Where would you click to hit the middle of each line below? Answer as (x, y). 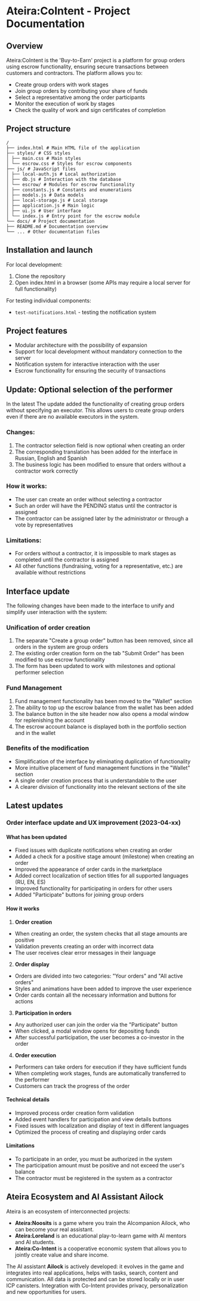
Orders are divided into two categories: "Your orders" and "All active (99, 976)
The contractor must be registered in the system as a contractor (94, 1178)
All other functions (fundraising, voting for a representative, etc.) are (99, 566)
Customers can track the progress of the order (72, 1086)
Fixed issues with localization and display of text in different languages (102, 1125)
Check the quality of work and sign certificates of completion (90, 110)
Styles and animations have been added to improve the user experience (103, 988)
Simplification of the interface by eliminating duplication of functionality (103, 761)
